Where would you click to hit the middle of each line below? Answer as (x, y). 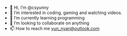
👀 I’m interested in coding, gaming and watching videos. (66, 13)
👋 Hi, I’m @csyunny (29, 8)
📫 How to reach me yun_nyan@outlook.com (54, 28)
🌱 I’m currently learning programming (47, 18)
